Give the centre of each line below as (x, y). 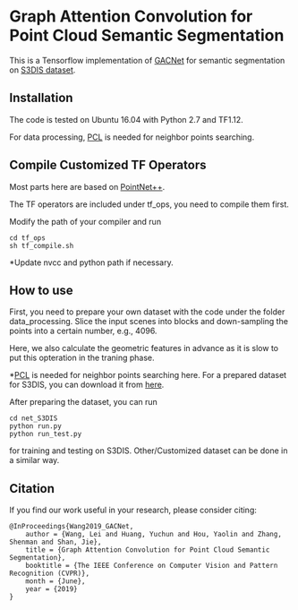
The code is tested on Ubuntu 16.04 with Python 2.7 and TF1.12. (126, 119)
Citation (32, 489)
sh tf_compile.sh (42, 245)
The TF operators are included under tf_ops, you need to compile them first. (149, 204)
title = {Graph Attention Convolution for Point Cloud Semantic (148, 550)
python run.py (36, 426)
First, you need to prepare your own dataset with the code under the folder (147, 312)
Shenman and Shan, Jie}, (55, 542)
